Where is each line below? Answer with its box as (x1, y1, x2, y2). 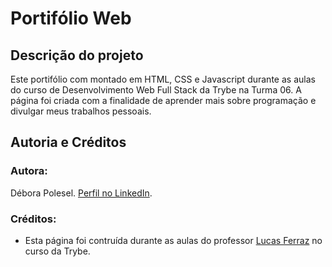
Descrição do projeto (10, 47, 144, 64)
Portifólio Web (10, 7, 132, 30)
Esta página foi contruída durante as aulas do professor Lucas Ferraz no (24, 234, 323, 246)
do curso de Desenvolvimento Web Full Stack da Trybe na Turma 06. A (10, 84, 302, 96)
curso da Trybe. (24, 245, 91, 257)
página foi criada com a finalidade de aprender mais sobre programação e (10, 95, 317, 106)
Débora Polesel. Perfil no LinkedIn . (10, 187, 153, 199)
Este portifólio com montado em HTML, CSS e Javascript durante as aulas (10, 73, 316, 85)
